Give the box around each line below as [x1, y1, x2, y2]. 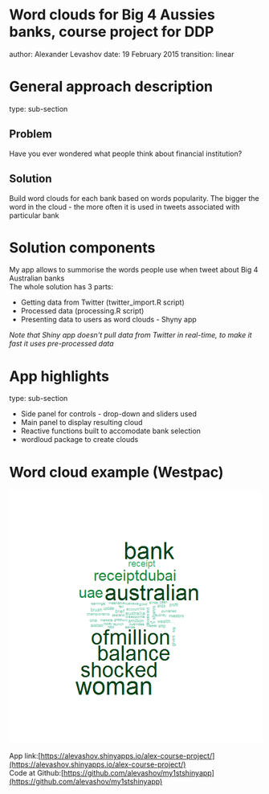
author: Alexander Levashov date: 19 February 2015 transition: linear [9, 49, 234, 59]
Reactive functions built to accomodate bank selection [20, 426, 202, 436]
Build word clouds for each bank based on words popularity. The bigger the [9, 193, 259, 203]
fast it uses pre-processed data [9, 339, 115, 349]
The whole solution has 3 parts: [9, 282, 114, 292]
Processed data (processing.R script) [20, 306, 145, 316]
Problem [9, 127, 53, 141]
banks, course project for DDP [9, 23, 214, 41]
